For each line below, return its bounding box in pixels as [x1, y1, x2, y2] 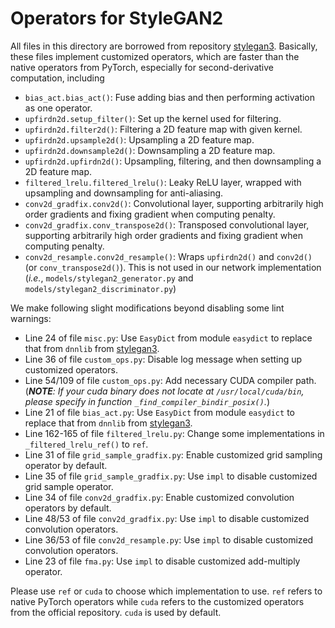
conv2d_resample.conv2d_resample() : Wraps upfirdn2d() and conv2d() [24, 250, 313, 262]
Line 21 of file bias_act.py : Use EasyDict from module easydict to [24, 406, 295, 418]
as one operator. [24, 102, 93, 114]
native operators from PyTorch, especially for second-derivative [10, 61, 274, 73]
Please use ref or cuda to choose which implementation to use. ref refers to [10, 585, 323, 597]
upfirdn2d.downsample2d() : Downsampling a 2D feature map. [24, 144, 276, 156]
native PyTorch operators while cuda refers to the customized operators [10, 595, 305, 607]
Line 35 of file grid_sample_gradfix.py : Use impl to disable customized [24, 470, 318, 482]
